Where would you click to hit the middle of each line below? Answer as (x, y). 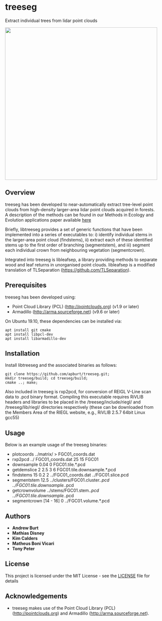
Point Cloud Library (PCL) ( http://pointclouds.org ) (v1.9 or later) (76, 306)
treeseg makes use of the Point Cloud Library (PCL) (64, 608)
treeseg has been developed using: (40, 297)
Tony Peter (23, 549)
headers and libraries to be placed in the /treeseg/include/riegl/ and (73, 402)
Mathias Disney (28, 533)
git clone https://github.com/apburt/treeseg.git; (57, 374)
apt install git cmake (28, 330)
